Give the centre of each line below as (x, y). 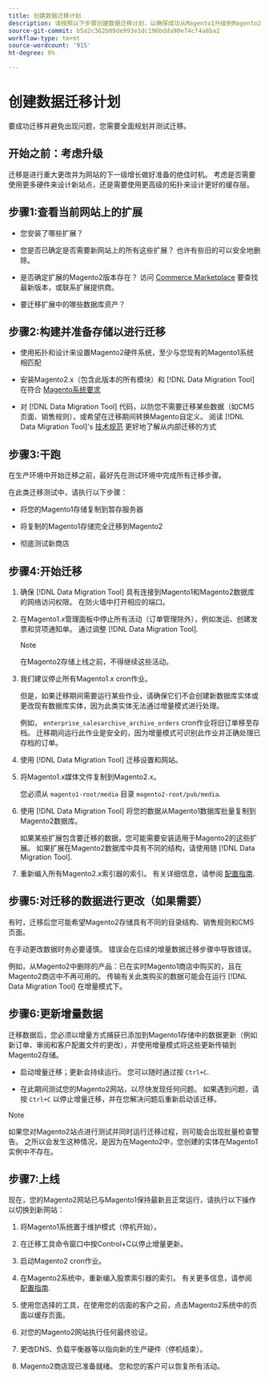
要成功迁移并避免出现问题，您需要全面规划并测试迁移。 (99, 126)
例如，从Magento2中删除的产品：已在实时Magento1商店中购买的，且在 (125, 966)
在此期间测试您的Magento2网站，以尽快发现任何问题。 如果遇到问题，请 (139, 1089)
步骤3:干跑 (35, 454)
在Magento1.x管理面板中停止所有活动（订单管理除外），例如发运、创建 (135, 619)
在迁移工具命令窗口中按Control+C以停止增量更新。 (104, 1244)
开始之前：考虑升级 (56, 154)
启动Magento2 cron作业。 (63, 1261)
